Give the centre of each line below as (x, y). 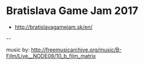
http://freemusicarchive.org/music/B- (76, 49)
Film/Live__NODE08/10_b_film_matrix (51, 56)
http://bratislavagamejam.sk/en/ (53, 27)
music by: (18, 49)
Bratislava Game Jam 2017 (72, 11)
